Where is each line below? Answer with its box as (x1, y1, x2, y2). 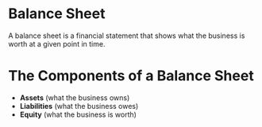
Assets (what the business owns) (19, 92, 130, 103)
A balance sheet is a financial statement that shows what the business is (8, 31, 245, 40)
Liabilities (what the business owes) (19, 101, 139, 110)
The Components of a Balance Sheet (8, 67, 254, 85)
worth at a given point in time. (8, 39, 106, 48)
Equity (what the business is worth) (19, 110, 137, 119)
